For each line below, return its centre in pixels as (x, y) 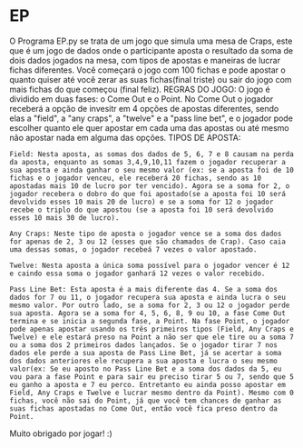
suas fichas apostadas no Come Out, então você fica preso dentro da (144, 408)
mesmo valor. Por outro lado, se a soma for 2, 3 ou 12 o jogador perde (150, 305)
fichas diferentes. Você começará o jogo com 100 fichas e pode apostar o (147, 70)
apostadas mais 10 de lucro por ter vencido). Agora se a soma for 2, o (150, 186)
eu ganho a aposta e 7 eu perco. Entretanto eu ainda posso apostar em (147, 384)
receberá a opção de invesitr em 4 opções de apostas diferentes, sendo (144, 108)
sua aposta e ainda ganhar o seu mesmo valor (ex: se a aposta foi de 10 (152, 170)
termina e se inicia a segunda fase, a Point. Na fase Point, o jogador (150, 321)
